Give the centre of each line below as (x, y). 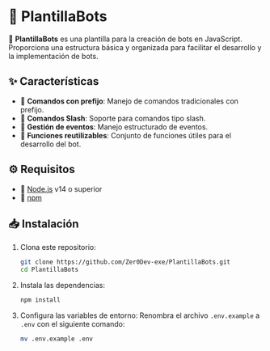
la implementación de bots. (53, 56)
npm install (40, 300)
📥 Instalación (44, 224)
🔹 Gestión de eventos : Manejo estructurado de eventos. (114, 127)
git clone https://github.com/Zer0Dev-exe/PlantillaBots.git (125, 262)
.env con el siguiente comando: (72, 324)
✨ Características (54, 81)
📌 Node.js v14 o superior (61, 188)
